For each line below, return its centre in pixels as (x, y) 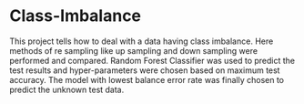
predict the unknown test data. (67, 89)
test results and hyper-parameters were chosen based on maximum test (145, 70)
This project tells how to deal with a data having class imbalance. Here (142, 41)
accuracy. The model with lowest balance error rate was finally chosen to (147, 79)
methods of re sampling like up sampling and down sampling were (133, 50)
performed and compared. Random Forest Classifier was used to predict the (152, 60)
